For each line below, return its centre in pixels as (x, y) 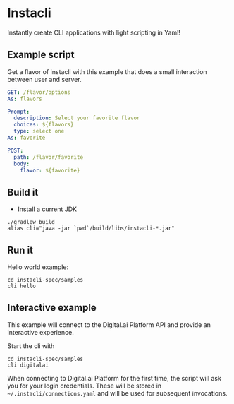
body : (22, 164)
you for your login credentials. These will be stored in (85, 386)
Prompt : (19, 112)
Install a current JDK (47, 209)
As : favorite (26, 138)
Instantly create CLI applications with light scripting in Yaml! (94, 32)
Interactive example (52, 308)
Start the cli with (31, 346)
